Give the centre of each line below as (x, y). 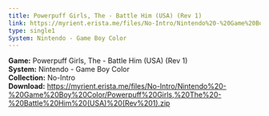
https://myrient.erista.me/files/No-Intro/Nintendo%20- (137, 86)
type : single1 (32, 30)
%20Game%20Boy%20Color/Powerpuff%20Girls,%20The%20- (115, 95)
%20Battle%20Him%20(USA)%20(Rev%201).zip (89, 103)
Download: (27, 86)
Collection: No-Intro (42, 78)
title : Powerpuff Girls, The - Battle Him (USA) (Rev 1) (105, 16)
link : (17, 23)
